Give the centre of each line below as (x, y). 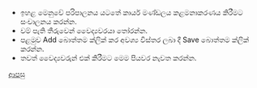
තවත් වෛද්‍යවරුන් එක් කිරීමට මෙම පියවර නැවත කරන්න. (108, 58)
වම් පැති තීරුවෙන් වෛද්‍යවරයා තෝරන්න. (84, 31)
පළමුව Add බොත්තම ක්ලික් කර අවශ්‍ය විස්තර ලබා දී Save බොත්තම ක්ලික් (135, 40)
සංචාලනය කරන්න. (48, 21)
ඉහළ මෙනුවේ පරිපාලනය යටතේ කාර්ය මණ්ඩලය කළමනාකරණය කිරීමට (131, 13)
